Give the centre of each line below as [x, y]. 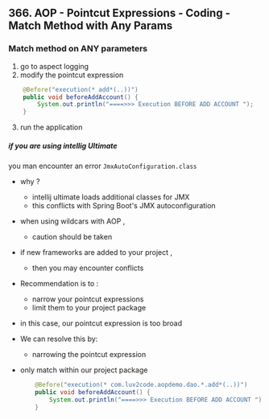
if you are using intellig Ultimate [63, 146]
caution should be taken [72, 237]
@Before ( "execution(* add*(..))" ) [81, 89]
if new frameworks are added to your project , [96, 253]
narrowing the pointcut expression [89, 355]
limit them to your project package [89, 308]
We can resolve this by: [59, 339]
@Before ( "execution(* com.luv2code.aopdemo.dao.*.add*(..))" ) [141, 385]
